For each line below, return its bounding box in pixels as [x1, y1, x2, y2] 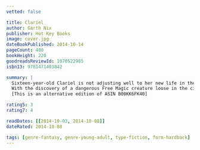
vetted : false [6, 8, 42, 15]
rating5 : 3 [6, 102, 33, 108]
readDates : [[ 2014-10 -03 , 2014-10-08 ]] [6, 118, 105, 124]
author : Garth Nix [6, 25, 52, 31]
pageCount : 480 [6, 47, 44, 54]
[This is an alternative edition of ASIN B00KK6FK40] [11, 91, 148, 97]
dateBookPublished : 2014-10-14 [6, 42, 84, 48]
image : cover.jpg [6, 36, 49, 42]
